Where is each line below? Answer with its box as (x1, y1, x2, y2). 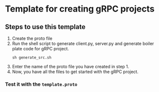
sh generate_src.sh (12, 55, 52, 60)
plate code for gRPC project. (12, 46, 69, 51)
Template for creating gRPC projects (5, 3, 155, 15)
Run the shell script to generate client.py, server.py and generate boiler (12, 41, 154, 46)
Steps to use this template (5, 23, 86, 31)
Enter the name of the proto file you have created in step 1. (12, 64, 129, 69)
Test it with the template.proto (5, 81, 78, 88)
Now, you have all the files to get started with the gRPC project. (12, 69, 139, 75)
